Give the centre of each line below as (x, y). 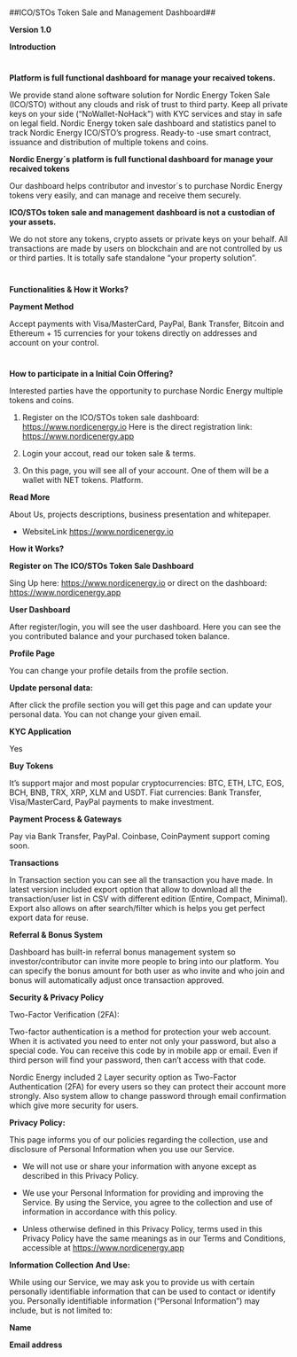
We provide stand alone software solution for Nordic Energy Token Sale (140, 95)
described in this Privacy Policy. (80, 1175)
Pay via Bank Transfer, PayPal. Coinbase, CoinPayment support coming (140, 836)
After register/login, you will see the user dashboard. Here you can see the (145, 627)
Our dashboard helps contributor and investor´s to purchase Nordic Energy (146, 186)
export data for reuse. (49, 917)
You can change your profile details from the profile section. (119, 670)
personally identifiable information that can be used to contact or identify (143, 1291)
